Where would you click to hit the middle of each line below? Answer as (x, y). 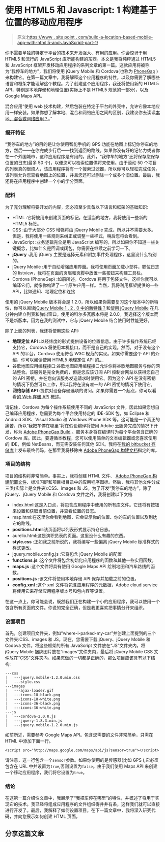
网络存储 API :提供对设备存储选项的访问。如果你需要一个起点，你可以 (82, 390)
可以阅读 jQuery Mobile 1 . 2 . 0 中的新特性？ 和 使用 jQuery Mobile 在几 (88, 308)
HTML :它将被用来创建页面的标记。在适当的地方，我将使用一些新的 (80, 217)
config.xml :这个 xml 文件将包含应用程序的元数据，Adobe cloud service (85, 585)
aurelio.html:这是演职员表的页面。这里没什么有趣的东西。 (70, 536)
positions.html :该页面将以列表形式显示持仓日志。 (62, 529)
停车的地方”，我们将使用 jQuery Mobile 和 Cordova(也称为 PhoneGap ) (87, 71)
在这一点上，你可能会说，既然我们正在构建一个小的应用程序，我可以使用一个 (82, 601)
